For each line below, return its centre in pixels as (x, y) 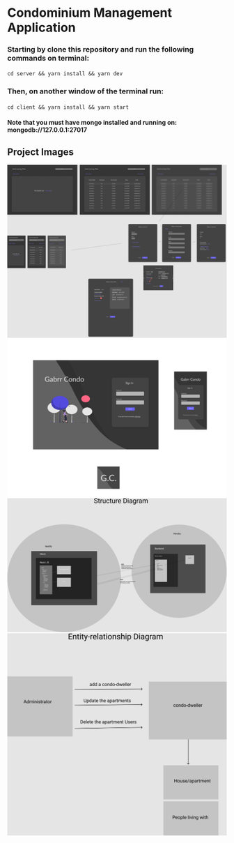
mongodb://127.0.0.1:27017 (47, 130)
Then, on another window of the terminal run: (86, 91)
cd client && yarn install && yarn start (68, 107)
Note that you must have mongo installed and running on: (92, 123)
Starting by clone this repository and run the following (101, 50)
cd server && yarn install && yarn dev (65, 74)
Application (41, 28)
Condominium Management (90, 13)
